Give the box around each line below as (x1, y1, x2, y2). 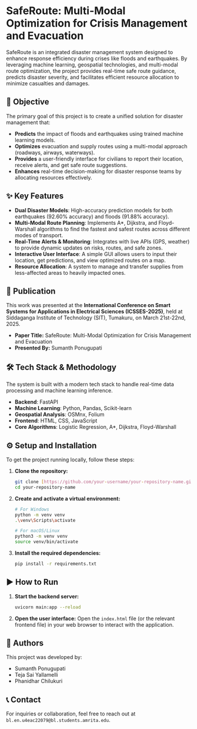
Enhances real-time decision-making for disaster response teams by (14, 168, 182, 175)
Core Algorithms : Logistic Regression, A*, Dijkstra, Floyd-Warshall (14, 424, 176, 431)
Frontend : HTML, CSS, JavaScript (14, 417, 98, 424)
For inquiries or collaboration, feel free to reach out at (6, 710, 136, 717)
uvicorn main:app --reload (14, 604, 81, 610)
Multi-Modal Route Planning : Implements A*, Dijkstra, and (14, 219, 158, 226)
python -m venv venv (14, 512, 65, 518)
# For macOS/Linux (14, 528, 60, 534)
